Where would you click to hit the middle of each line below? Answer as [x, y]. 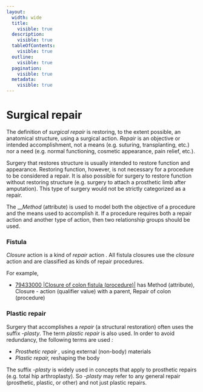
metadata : [24, 79]
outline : [23, 57]
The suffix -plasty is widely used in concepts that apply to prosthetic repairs [101, 370]
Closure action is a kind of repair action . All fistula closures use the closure [101, 255]
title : [20, 23]
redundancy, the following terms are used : [60, 339]
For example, [23, 273]
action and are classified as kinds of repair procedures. [75, 262]
